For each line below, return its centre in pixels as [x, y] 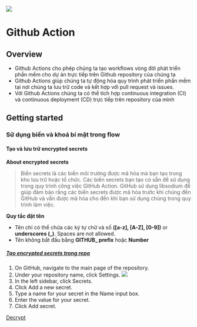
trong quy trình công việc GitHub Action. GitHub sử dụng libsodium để [106, 186]
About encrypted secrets [37, 162]
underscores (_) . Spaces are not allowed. [65, 233]
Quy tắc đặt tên [25, 216]
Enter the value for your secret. [52, 300]
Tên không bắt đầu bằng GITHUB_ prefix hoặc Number [81, 240]
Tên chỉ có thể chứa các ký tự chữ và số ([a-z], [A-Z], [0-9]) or [91, 227]
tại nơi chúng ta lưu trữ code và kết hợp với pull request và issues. [94, 87]
